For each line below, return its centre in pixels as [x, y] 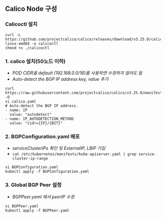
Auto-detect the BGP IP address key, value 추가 [60, 79]
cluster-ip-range [30, 159]
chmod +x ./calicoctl [27, 48]
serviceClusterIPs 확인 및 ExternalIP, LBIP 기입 [59, 148]
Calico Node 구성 [31, 9]
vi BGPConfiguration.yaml [32, 167]
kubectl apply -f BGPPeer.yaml [37, 210]
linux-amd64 [17, 44]
